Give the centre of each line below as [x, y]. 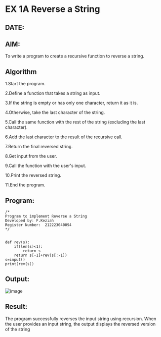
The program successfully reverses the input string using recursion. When [81, 319]
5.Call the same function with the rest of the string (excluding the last [75, 122]
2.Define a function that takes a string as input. [53, 93]
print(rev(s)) [20, 264]
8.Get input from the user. [31, 156]
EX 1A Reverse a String [53, 9]
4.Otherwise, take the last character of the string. [55, 112]
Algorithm [21, 72]
